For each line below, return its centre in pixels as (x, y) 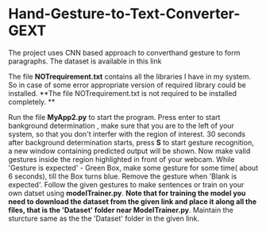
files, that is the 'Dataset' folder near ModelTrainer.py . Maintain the (121, 210)
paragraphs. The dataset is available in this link (85, 61)
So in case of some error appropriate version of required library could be (127, 85)
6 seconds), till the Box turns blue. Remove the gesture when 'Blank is (123, 176)
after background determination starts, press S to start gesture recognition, (131, 142)
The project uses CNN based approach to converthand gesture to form (124, 52)
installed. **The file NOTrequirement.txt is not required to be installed (122, 93)
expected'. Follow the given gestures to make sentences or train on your (126, 184)
